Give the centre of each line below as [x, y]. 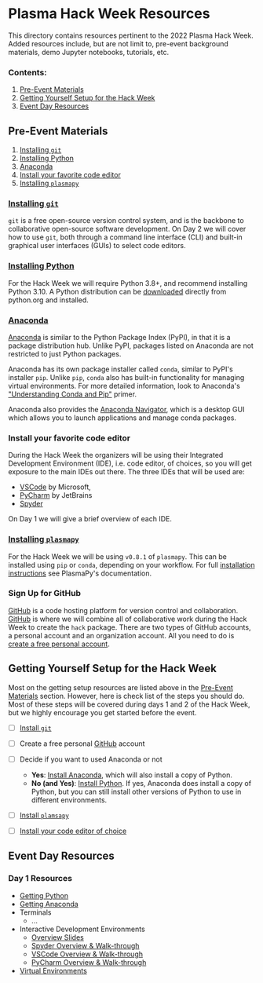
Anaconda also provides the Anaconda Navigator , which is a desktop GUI [126, 409]
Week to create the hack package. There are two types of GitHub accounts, [130, 627]
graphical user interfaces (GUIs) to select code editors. [97, 246]
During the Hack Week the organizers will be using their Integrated [116, 455]
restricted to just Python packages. [65, 353]
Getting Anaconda [49, 904]
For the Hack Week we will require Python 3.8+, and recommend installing [128, 283]
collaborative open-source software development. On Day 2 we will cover [127, 229]
